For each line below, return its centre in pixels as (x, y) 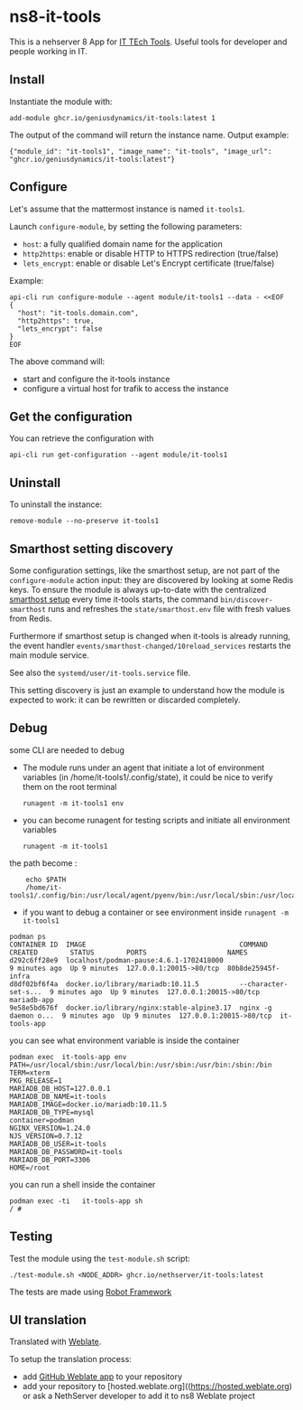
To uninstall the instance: (56, 504)
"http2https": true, (56, 321)
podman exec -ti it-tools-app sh (76, 1201)
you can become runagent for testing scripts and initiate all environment (156, 820)
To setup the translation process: (71, 1359)
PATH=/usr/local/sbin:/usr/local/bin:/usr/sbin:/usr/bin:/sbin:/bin (141, 1065)
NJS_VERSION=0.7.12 (46, 1136)
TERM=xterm (30, 1073)
